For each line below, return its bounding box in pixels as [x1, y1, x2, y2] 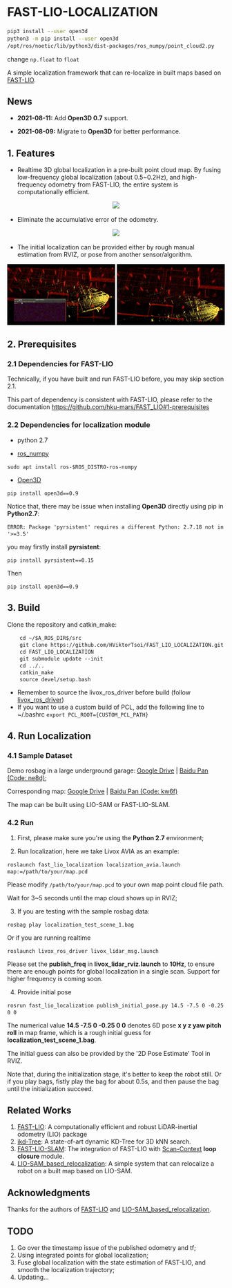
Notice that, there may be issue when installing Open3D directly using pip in [7, 502, 224, 510]
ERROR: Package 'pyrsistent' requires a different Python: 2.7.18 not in [7, 523, 224, 531]
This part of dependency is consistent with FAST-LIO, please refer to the [7, 395, 213, 404]
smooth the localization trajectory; [17, 1266, 115, 1273]
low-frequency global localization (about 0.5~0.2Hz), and [17, 173, 181, 182]
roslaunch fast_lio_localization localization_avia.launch [7, 861, 181, 868]
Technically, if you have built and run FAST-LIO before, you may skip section [7, 375, 224, 383]
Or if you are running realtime [7, 934, 91, 942]
